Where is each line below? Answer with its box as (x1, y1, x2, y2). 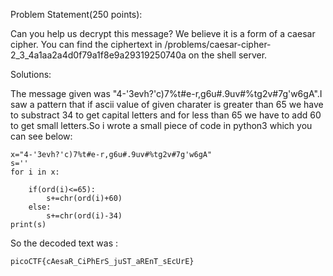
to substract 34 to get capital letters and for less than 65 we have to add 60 (10, 109, 322, 121)
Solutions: (10, 69, 52, 80)
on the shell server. (188, 49, 268, 61)
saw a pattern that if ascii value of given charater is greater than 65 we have (10, 99, 324, 110)
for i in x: (10, 167, 60, 177)
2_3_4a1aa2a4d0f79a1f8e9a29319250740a (10, 49, 187, 61)
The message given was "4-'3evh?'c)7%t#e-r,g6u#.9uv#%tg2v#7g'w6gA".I (10, 88, 323, 99)
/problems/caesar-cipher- (164, 39, 272, 50)
